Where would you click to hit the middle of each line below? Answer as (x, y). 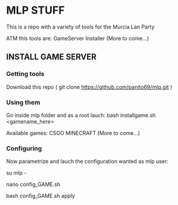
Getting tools (25, 74)
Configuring (24, 148)
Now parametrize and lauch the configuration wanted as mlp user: (87, 162)
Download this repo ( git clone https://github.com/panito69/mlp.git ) (89, 87)
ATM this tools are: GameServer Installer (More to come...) (78, 38)
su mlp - (16, 173)
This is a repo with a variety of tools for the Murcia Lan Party (80, 27)
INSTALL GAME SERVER (51, 57)
